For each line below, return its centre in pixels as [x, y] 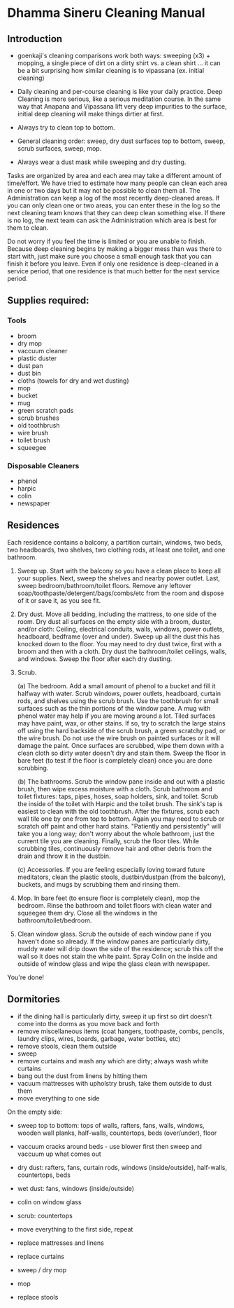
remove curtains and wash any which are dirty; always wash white [113, 1061]
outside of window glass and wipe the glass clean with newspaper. [114, 963]
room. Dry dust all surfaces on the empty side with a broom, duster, [115, 621]
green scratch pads [45, 410]
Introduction [35, 39]
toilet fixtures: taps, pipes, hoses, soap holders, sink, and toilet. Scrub [118, 796]
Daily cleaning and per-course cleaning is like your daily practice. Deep [120, 91]
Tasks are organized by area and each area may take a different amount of [115, 176]
